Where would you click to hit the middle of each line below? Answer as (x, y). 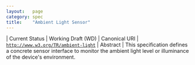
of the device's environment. (41, 57)
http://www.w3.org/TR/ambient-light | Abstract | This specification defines (97, 45)
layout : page (25, 11)
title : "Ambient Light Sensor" (48, 22)
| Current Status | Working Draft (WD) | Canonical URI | (73, 39)
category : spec (25, 17)
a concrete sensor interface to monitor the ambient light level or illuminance (97, 51)
